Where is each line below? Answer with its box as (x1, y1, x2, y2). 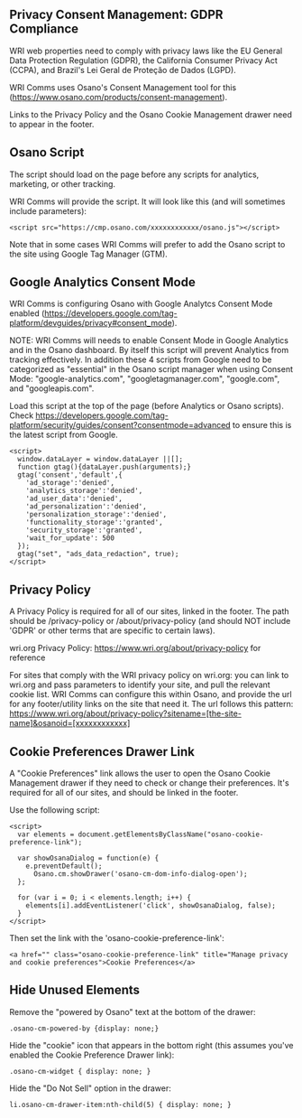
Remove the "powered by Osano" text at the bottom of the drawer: (9, 1006, 256, 1017)
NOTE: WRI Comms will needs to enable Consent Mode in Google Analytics (9, 335, 288, 346)
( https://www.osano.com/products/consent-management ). (9, 91, 228, 102)
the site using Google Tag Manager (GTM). (9, 248, 169, 259)
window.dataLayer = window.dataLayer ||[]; (17, 455, 183, 464)
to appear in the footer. (9, 118, 95, 129)
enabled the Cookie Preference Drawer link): (9, 1049, 175, 1060)
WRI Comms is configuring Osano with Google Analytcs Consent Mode (9, 298, 273, 310)
